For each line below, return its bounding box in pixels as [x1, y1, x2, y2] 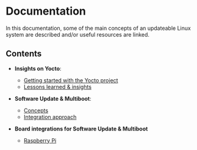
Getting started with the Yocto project [23, 76, 118, 84]
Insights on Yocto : [14, 65, 62, 72]
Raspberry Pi [23, 137, 57, 144]
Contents [5, 49, 42, 59]
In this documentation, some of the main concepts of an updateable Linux [5, 24, 192, 32]
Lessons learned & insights [23, 83, 92, 90]
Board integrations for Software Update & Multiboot [14, 125, 148, 132]
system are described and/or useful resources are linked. [5, 30, 150, 38]
